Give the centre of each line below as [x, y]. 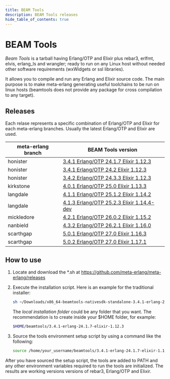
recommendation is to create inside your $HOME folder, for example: [84, 317]
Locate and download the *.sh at [46, 272]
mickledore [21, 217]
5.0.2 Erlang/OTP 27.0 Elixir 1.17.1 [104, 242]
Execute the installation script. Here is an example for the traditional [83, 287]
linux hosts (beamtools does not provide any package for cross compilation [84, 90]
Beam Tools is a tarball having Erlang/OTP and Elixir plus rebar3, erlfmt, [80, 58]
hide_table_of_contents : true [37, 19]
